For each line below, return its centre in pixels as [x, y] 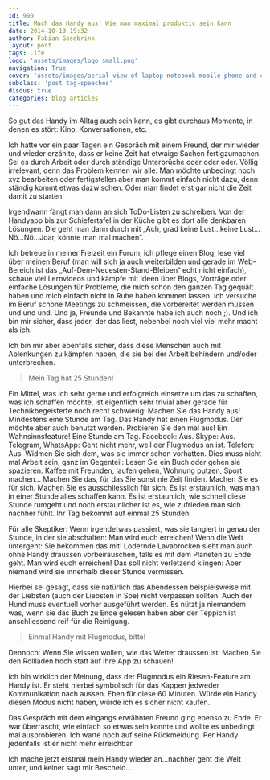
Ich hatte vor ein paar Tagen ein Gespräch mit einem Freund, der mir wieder [134, 145]
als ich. [20, 330]
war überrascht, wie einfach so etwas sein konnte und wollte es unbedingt [131, 727]
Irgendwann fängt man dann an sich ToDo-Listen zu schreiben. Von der [127, 212]
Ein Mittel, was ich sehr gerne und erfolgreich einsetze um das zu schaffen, [133, 394]
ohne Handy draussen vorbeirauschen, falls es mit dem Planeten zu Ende [130, 555]
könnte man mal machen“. [100, 237]
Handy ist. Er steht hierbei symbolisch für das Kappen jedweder [114, 685]
